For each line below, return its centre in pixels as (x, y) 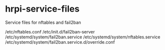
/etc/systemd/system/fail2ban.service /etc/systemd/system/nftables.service (83, 37)
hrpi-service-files (42, 9)
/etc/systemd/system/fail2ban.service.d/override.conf (60, 42)
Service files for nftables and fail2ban (43, 22)
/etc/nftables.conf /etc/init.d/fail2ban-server (50, 32)
